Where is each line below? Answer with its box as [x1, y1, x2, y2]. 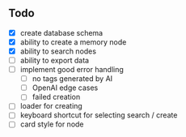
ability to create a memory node [19, 36, 127, 47]
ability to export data [19, 56, 90, 65]
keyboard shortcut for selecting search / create [19, 110, 178, 120]
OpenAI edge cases [32, 83, 99, 92]
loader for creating [19, 101, 82, 111]
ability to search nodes [19, 46, 97, 56]
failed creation [32, 92, 81, 102]
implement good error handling [19, 65, 124, 75]
